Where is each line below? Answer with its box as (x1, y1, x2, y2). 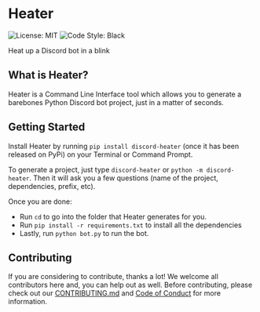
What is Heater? (8, 68, 89, 82)
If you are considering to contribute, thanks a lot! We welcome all (8, 272, 218, 281)
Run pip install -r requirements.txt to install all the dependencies (19, 220, 242, 230)
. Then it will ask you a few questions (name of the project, (28, 173, 218, 183)
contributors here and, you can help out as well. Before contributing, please (8, 280, 253, 290)
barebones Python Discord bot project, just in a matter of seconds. (8, 97, 224, 107)
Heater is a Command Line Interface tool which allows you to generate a (8, 89, 242, 99)
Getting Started (8, 121, 86, 134)
